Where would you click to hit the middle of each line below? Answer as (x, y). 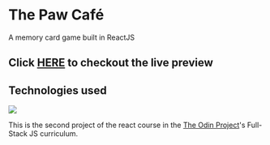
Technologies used (58, 90)
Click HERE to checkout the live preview (111, 63)
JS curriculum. (54, 134)
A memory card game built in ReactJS (72, 37)
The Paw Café (56, 15)
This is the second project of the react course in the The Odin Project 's (127, 125)
